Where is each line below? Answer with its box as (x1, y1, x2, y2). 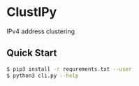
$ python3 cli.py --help (6, 72, 79, 79)
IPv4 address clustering (6, 27, 75, 35)
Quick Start (6, 47, 57, 59)
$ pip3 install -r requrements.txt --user (6, 65, 132, 73)
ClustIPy (6, 4, 57, 20)
